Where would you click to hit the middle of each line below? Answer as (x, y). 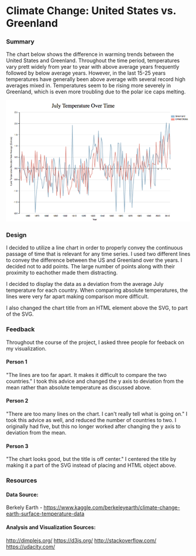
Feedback (20, 329)
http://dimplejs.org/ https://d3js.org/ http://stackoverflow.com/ (81, 540)
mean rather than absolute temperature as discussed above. (79, 387)
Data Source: (22, 494)
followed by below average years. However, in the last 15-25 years (86, 73)
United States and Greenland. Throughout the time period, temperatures (93, 60)
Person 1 (17, 362)
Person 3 (17, 446)
